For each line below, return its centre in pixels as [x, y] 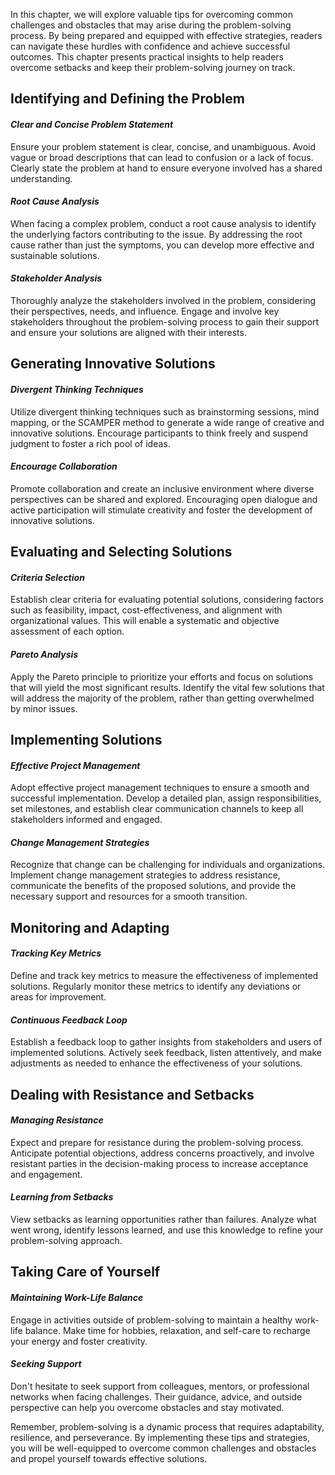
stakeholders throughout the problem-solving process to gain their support [165, 322]
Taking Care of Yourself [85, 1272]
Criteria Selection [47, 577]
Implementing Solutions [86, 739]
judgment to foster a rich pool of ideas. [90, 443]
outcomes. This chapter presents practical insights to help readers [147, 57]
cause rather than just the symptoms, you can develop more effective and [162, 245]
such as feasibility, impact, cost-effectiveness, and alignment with [146, 610]
